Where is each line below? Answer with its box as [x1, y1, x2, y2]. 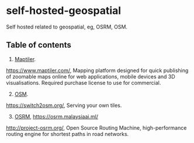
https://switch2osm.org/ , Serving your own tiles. [6, 102, 122, 109]
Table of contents [6, 40, 71, 50]
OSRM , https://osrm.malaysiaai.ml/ [14, 113, 98, 120]
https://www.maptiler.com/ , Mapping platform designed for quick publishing [6, 67, 189, 74]
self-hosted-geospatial [6, 4, 122, 17]
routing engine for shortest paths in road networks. [6, 130, 129, 137]
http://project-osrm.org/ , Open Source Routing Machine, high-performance [6, 124, 187, 131]
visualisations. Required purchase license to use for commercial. [6, 79, 161, 86]
